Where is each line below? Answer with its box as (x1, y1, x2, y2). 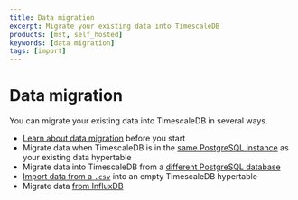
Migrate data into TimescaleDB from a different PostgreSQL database (22, 161, 282, 172)
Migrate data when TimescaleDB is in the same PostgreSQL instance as (22, 142, 289, 153)
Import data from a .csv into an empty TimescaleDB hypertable (22, 171, 257, 182)
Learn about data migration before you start (22, 132, 186, 144)
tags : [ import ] (9, 47, 67, 56)
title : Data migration (9, 13, 95, 23)
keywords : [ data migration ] (9, 38, 116, 48)
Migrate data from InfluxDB (22, 181, 124, 192)
